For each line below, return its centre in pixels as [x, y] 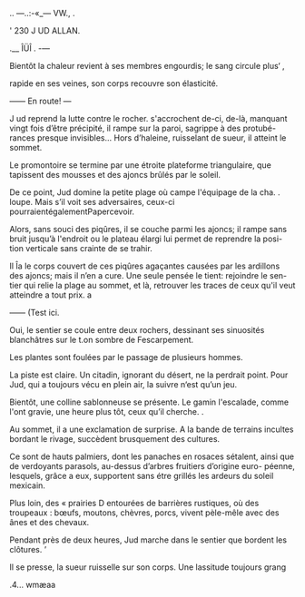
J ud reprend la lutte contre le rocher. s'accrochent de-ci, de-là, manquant [148, 118]
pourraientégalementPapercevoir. [72, 211]
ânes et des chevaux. [49, 522]
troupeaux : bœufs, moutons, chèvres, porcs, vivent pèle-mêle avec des [144, 513]
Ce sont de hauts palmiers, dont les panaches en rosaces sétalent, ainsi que [152, 456]
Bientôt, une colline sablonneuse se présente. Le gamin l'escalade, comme [149, 402]
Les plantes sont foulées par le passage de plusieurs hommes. [126, 357]
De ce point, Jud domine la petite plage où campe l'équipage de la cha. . [145, 192]
